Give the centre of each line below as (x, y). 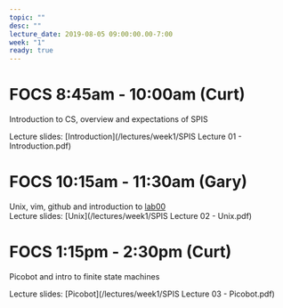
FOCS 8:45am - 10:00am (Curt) (127, 95)
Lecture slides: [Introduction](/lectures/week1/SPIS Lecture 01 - (125, 137)
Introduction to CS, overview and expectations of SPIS (109, 119)
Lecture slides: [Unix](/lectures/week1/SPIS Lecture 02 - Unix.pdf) (130, 216)
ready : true (31, 51)
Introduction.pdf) (40, 146)
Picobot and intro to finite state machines (85, 276)
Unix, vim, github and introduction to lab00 (88, 207)
